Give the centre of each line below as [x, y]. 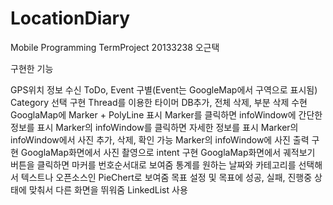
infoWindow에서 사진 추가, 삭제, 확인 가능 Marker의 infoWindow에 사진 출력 [160, 139]
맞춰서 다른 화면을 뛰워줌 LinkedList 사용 [108, 189]
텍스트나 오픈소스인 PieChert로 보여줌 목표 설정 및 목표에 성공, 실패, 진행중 [166, 177]
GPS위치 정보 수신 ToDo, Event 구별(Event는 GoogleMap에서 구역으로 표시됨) [164, 89]
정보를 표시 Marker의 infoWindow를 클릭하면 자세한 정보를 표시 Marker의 [154, 127]
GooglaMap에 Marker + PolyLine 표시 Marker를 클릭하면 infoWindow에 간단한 [166, 114]
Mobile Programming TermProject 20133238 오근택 [115, 47]
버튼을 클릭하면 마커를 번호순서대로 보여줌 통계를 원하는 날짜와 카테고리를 [153, 164]
